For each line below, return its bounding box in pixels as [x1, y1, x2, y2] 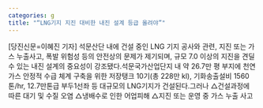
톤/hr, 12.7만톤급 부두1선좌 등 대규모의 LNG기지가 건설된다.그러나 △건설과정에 [8, 80, 250, 91]
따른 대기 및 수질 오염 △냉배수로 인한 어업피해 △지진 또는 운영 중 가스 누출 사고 [8, 91, 254, 100]
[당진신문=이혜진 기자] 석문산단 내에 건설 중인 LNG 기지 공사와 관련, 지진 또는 [8, 41, 247, 51]
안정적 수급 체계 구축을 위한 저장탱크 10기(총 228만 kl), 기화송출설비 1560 [22, 71, 250, 80]
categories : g [8, 11, 55, 20]
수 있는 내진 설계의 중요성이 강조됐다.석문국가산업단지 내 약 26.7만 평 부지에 [8, 61, 242, 71]
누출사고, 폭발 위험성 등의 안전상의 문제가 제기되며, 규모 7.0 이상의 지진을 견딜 [16, 51, 255, 61]
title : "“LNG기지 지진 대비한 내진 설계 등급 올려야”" [8, 19, 166, 27]
